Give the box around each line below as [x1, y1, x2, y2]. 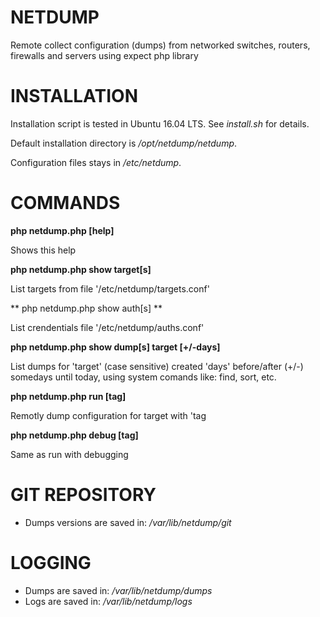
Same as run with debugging [10, 448, 129, 460]
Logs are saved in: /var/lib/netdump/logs [24, 595, 193, 607]
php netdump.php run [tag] [10, 390, 127, 402]
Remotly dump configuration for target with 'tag [10, 409, 207, 421]
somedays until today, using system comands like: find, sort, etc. [10, 371, 277, 383]
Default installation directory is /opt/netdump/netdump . [10, 137, 238, 149]
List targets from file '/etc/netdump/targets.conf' [10, 282, 210, 295]
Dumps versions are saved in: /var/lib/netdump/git [24, 516, 232, 528]
